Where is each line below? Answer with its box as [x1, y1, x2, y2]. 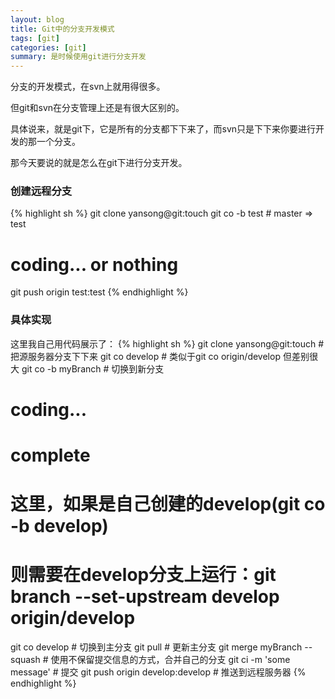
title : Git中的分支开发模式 [10, 24, 115, 34]
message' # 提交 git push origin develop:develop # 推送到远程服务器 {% [10, 666, 307, 678]
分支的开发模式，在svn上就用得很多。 [10, 81, 166, 93]
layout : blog [10, 14, 65, 25]
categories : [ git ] [10, 42, 87, 53]
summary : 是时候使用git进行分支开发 [10, 52, 147, 62]
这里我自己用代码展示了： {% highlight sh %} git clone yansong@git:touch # [10, 337, 325, 350]
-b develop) [10, 515, 109, 538]
